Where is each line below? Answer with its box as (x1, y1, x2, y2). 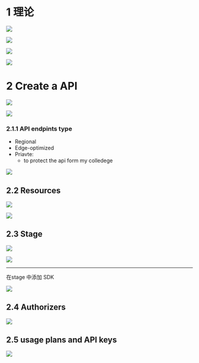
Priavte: (14, 151, 34, 158)
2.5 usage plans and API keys (6, 335, 117, 345)
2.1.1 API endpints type (6, 124, 72, 132)
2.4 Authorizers (6, 302, 66, 313)
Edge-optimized (14, 144, 54, 151)
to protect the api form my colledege (23, 157, 113, 164)
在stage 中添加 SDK (6, 273, 54, 280)
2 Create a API (6, 80, 78, 93)
